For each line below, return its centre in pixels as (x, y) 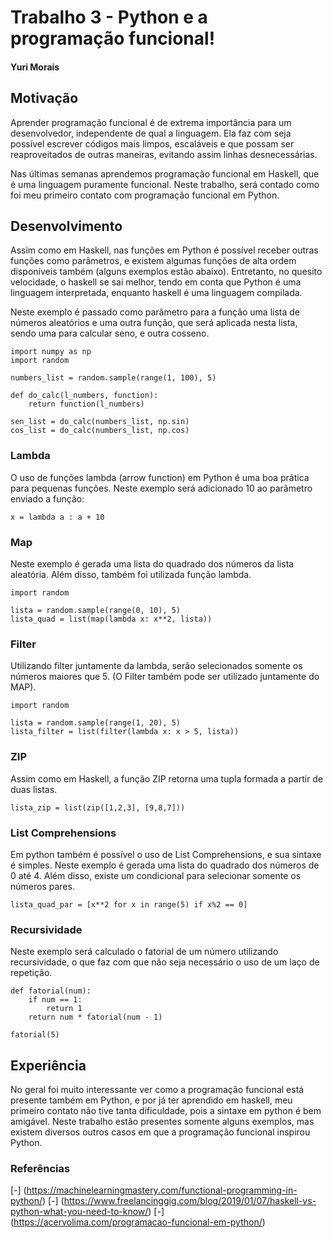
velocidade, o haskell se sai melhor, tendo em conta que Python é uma (156, 282)
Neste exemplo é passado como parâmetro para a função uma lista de (155, 312)
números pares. (42, 886)
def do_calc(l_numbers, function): (84, 396)
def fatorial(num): (51, 991)
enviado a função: (47, 498)
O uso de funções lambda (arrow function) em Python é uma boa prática (160, 477)
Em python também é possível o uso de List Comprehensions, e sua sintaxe (166, 854)
